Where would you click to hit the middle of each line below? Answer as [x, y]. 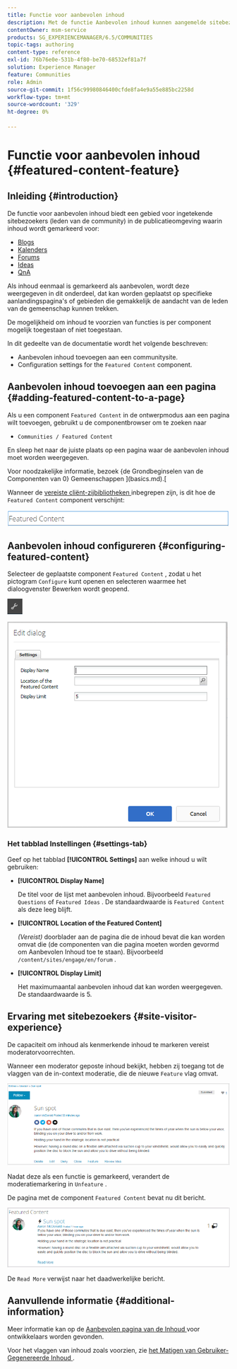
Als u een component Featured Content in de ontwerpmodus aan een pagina [119, 415]
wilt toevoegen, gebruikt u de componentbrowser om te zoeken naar [107, 422]
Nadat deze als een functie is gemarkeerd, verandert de [89, 1176]
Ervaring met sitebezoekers [69, 1016]
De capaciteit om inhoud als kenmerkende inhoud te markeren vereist [108, 1044]
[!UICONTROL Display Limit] [60, 973]
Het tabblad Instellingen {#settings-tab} [78, 844]
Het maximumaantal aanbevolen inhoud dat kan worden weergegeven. [120, 986]
